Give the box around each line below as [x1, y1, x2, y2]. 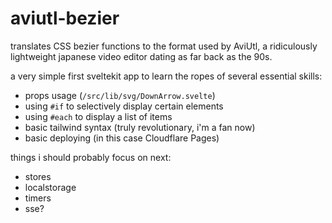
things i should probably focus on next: [10, 151, 172, 163]
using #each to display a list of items [24, 110, 173, 122]
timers [24, 192, 52, 204]
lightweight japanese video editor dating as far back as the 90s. [10, 50, 273, 62]
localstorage [24, 181, 77, 193]
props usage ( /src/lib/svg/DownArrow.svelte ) [24, 89, 216, 101]
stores [24, 170, 52, 182]
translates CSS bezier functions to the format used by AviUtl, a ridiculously [10, 40, 318, 52]
